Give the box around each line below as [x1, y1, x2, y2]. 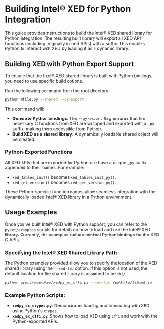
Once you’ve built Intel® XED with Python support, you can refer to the [5, 221, 147, 227]
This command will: [5, 106, 45, 112]
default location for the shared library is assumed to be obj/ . [5, 271, 127, 277]
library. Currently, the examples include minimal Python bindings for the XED [5, 232, 159, 237]
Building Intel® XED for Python [5, 3, 131, 15]
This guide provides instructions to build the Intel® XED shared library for [5, 30, 152, 36]
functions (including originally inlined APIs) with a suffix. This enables [5, 40, 145, 46]
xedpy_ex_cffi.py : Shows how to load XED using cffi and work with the [12, 313, 158, 319]
